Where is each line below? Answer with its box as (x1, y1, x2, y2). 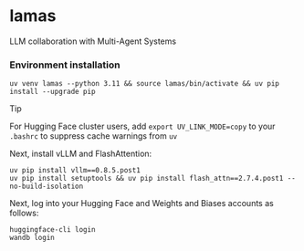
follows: (9, 207, 39, 219)
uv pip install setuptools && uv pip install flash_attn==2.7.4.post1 (9, 174, 284, 183)
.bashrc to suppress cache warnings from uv (9, 131, 178, 141)
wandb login (9, 234, 55, 243)
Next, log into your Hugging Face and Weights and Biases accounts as (9, 198, 274, 209)
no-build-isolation (9, 182, 84, 192)
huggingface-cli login (9, 225, 96, 235)
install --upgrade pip (9, 88, 96, 97)
